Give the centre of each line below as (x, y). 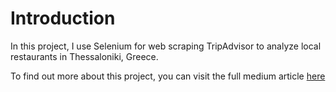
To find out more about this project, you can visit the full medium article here (168, 76)
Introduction (63, 18)
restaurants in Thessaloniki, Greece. (84, 56)
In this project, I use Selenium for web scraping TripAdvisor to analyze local (166, 46)
